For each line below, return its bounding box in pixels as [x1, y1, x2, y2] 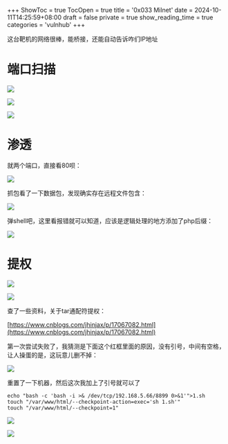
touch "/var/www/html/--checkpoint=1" [7, 405, 119, 411]
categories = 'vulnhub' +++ [7, 21, 85, 28]
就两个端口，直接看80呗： [7, 161, 82, 169]
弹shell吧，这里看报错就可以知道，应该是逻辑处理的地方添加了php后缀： [7, 216, 213, 224]
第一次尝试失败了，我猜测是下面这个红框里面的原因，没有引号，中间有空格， [7, 342, 225, 350]
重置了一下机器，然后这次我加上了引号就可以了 [7, 378, 140, 387]
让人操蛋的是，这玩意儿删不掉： [7, 350, 98, 359]
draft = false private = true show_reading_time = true [63, 13, 213, 21]
